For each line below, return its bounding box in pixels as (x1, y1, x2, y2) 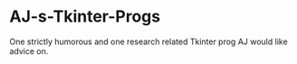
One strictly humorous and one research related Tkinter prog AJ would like (9, 36, 288, 47)
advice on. (9, 45, 49, 56)
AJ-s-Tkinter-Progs (9, 6, 161, 27)
